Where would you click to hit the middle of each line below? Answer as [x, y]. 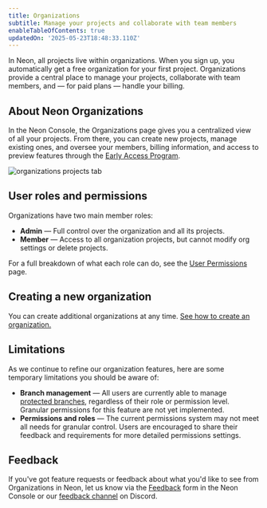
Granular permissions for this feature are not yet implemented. [122, 410]
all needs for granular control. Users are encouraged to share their [129, 427]
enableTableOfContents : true [57, 30]
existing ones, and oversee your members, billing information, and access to [133, 148]
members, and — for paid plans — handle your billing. [96, 86]
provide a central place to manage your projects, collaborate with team [124, 77]
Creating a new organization [80, 297]
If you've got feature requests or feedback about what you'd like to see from [133, 479]
